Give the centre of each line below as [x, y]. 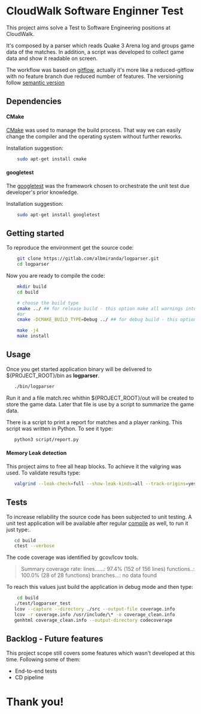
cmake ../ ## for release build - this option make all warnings [100, 309]
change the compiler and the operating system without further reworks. [94, 136]
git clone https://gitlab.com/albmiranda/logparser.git [88, 259]
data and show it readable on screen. [52, 58]
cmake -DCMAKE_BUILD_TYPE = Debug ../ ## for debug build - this [98, 320]
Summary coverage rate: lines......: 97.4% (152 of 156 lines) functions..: [108, 569]
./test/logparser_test [42, 604]
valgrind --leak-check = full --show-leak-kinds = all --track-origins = [101, 484]
